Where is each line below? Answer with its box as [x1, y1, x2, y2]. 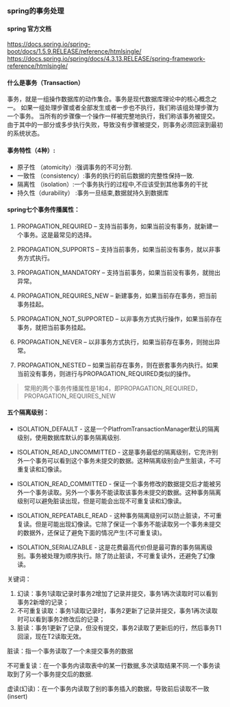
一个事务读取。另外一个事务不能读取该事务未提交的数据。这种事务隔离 [23, 488, 221, 496]
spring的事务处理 [7, 5, 64, 15]
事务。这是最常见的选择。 [23, 230, 96, 239]
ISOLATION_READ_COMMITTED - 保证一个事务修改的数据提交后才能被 [16, 479, 216, 488]
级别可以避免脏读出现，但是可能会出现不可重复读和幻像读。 [16, 496, 186, 505]
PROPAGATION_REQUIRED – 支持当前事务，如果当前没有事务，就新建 [16, 221, 213, 230]
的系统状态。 [7, 129, 43, 138]
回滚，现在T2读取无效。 [16, 632, 86, 640]
